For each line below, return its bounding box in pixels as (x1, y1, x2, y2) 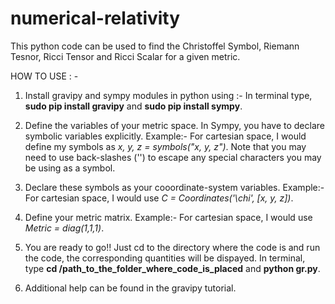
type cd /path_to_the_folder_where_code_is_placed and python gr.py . (24, 262, 321, 274)
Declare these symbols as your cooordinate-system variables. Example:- (24, 181, 325, 193)
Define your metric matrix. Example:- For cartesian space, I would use (24, 211, 313, 223)
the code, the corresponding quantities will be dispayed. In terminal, (24, 252, 306, 264)
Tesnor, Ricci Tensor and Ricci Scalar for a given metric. (10, 50, 241, 62)
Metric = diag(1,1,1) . (24, 222, 105, 234)
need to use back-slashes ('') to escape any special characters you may (24, 151, 322, 163)
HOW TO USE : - (10, 70, 79, 82)
